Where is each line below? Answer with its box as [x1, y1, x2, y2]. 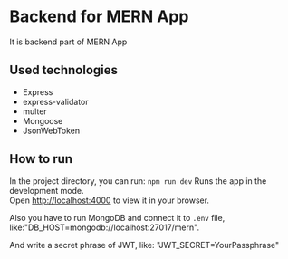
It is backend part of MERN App [9, 36, 128, 47]
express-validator [22, 96, 89, 107]
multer [22, 106, 47, 117]
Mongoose [22, 115, 63, 126]
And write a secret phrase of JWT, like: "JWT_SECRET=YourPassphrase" [9, 239, 280, 250]
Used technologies [9, 62, 119, 78]
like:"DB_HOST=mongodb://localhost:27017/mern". [9, 222, 200, 233]
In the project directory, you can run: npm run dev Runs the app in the [9, 175, 267, 187]
